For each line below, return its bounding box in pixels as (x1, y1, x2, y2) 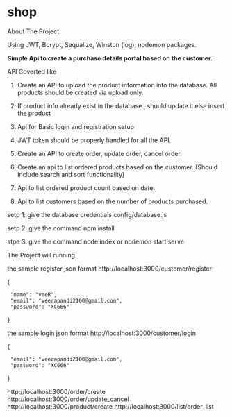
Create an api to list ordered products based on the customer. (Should (17, 162, 218, 171)
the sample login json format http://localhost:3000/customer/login (7, 329, 197, 337)
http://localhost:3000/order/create (7, 387, 106, 395)
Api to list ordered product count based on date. (17, 183, 155, 192)
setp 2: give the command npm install (7, 223, 115, 232)
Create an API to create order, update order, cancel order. (17, 149, 182, 158)
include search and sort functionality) (17, 170, 125, 178)
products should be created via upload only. (17, 88, 144, 96)
